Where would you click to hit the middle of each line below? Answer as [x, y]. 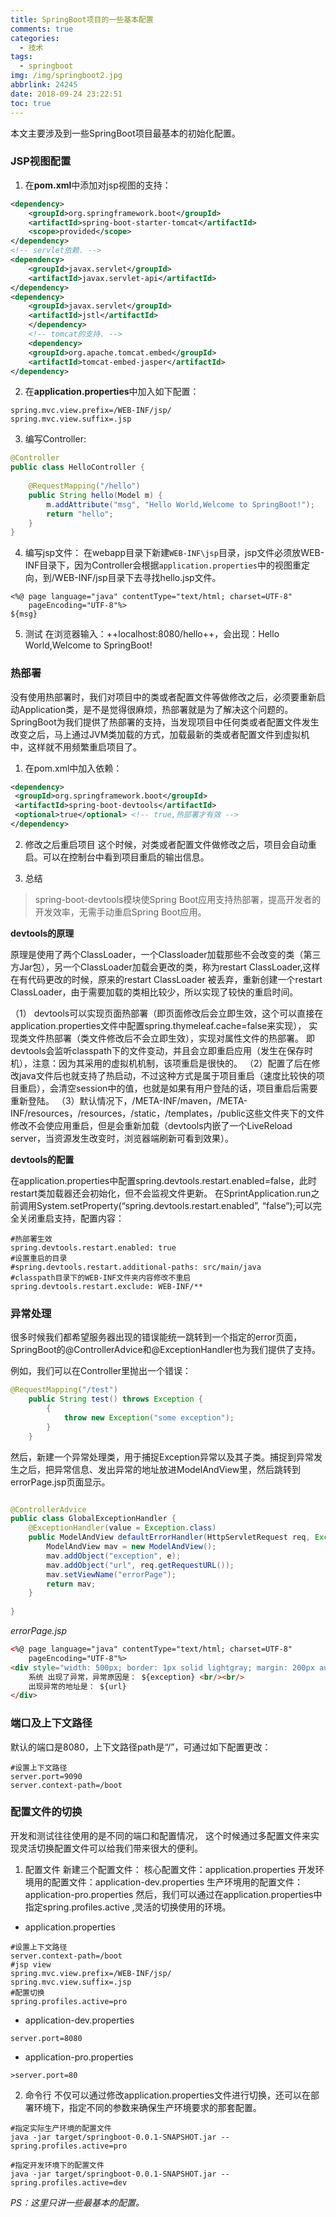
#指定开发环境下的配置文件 [57, 2165]
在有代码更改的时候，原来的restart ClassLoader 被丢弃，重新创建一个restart [166, 979]
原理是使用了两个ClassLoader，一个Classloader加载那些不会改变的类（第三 [166, 954]
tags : [21, 57]
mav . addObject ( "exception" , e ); [114, 1556]
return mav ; [71, 1584]
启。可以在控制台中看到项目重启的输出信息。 [117, 857]
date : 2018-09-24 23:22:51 [66, 94]
